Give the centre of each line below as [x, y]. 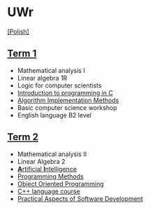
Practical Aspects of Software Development [80, 198]
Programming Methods [50, 176]
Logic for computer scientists [60, 85]
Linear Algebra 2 [41, 161]
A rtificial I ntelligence [47, 169]
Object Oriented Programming [61, 183]
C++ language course [48, 191]
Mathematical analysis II [52, 154]
